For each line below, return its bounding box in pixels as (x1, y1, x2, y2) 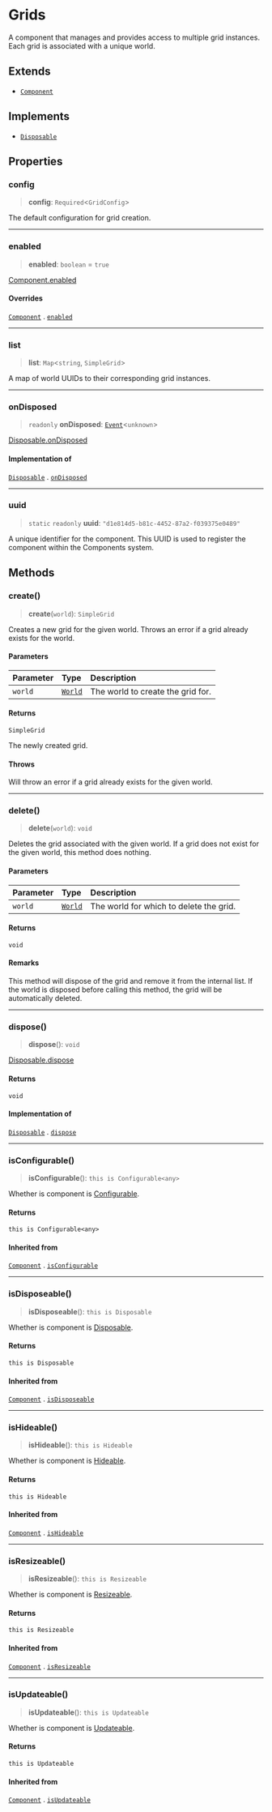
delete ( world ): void (28, 823, 93, 833)
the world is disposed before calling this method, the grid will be (8, 985, 223, 994)
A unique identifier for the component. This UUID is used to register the (8, 533, 246, 544)
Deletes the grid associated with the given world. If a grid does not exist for (8, 839, 260, 848)
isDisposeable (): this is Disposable (28, 1306, 152, 1316)
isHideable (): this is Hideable (28, 1440, 133, 1450)
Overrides (8, 293, 43, 303)
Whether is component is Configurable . (8, 1189, 140, 1199)
